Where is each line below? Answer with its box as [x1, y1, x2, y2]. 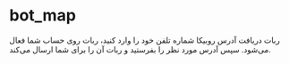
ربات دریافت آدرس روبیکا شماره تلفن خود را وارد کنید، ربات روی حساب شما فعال [9, 35, 280, 45]
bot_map [9, 5, 76, 26]
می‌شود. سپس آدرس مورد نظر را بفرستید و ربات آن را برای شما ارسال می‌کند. [9, 44, 271, 54]
